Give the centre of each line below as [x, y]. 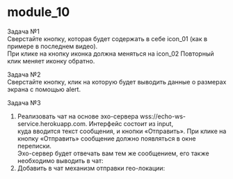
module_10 [39, 12]
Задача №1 [23, 31]
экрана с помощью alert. [44, 89]
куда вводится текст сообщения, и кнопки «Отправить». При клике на [122, 131]
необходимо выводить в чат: [60, 160]
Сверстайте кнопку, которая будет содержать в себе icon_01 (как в [107, 38]
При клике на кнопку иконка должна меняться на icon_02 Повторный [111, 54]
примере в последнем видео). [53, 46]
